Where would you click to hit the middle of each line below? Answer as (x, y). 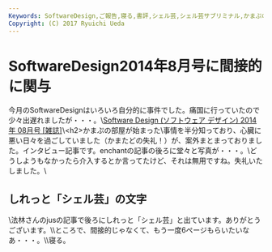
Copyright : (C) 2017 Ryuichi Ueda (67, 23)
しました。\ (28, 171)
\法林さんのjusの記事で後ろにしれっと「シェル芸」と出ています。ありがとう (135, 220)
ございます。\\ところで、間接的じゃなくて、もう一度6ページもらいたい (125, 230)
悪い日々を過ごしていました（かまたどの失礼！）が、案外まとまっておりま (132, 141)
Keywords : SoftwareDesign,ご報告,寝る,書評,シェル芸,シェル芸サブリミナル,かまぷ (135, 16)
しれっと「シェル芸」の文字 (78, 199)
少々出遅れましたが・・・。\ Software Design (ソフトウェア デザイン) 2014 (133, 120)
